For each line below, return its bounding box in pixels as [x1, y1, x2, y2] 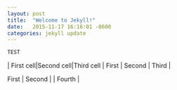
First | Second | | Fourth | [7, 75, 80, 84]
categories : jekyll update [7, 29, 86, 37]
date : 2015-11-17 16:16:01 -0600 [7, 23, 112, 30]
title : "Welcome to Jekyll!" [7, 17, 96, 24]
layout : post [7, 10, 46, 17]
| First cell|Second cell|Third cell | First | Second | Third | [7, 61, 171, 70]
